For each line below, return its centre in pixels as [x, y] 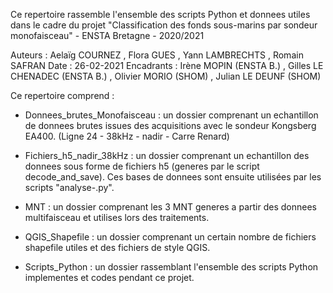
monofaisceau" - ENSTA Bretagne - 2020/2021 [107, 35]
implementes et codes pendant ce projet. [109, 277]
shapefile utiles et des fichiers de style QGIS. [117, 247]
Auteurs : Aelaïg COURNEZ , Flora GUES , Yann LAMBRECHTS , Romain [157, 55]
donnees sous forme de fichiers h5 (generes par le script [142, 166]
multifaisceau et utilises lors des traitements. [117, 217]
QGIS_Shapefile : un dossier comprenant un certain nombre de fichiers [170, 237]
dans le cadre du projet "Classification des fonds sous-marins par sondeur [164, 25]
